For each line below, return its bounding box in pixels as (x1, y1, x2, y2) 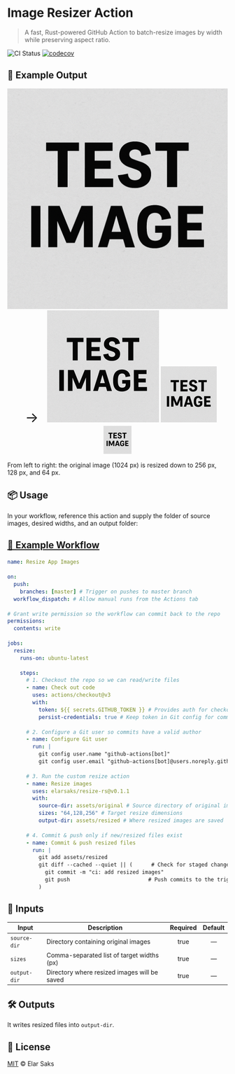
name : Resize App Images (7, 559, 80, 566)
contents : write (13, 625, 61, 632)
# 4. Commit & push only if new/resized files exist (25, 832, 183, 839)
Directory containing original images (46, 937, 151, 946)
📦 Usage (7, 489, 49, 501)
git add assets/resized (38, 854, 108, 861)
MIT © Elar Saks (7, 1059, 55, 1068)
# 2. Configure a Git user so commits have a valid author (25, 728, 201, 736)
